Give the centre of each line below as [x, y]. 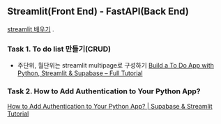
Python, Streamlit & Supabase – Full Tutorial [80, 73]
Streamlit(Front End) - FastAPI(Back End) [98, 11]
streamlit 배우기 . [31, 29]
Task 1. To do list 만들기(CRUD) [59, 49]
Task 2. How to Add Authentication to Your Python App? [104, 91]
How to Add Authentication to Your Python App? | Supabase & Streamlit [110, 107]
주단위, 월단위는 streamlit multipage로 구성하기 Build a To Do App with [115, 65]
